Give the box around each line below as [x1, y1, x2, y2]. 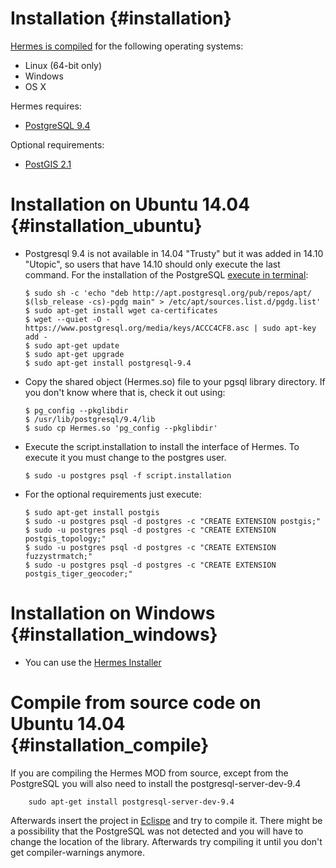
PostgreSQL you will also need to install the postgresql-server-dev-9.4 [10, 777, 302, 789]
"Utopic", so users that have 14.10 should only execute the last [24, 258, 281, 270]
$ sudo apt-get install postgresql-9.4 [24, 358, 192, 368]
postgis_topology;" [24, 533, 107, 544]
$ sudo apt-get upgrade [24, 349, 125, 359]
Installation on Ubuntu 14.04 [10, 193, 251, 216]
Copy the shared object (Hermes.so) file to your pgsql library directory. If [24, 375, 326, 387]
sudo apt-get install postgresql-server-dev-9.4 [28, 797, 235, 807]
